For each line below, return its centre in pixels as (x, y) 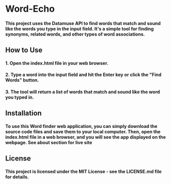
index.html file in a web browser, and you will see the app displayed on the (86, 137)
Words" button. (22, 80)
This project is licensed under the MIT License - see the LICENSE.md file (83, 171)
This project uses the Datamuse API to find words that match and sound (83, 23)
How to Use (24, 50)
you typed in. (20, 97)
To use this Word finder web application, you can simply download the (81, 126)
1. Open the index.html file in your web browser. (57, 63)
